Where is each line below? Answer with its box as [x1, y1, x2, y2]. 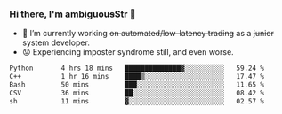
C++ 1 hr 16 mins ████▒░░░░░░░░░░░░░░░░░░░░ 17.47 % [9, 72, 265, 81]
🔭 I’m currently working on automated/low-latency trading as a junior [21, 28, 274, 39]
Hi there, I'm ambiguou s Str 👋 [9, 8, 136, 20]
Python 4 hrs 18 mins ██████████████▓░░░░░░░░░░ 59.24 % [9, 64, 265, 73]
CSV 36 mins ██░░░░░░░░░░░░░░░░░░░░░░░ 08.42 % [9, 88, 265, 97]
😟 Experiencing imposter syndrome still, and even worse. [21, 47, 234, 57]
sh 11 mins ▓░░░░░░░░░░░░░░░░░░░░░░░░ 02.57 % [9, 96, 265, 105]
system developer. [21, 37, 91, 48]
